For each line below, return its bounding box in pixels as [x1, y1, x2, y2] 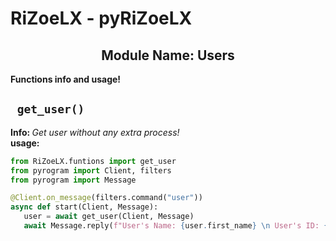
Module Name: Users [101, 47, 235, 64]
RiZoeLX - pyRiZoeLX [10, 7, 193, 30]
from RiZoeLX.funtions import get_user [10, 156, 177, 166]
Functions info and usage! [10, 73, 122, 85]
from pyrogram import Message [10, 175, 137, 185]
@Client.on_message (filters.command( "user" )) [10, 193, 203, 203]
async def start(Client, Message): [10, 202, 159, 212]
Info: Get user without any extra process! [10, 126, 180, 138]
